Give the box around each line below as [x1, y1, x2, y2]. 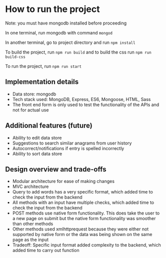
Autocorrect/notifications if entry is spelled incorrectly [12, 145, 124, 151]
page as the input [12, 236, 49, 243]
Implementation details [5, 77, 79, 86]
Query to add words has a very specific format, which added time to [12, 189, 153, 195]
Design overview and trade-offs [5, 165, 106, 173]
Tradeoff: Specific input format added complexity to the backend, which [12, 242, 161, 248]
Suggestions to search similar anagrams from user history [12, 140, 132, 146]
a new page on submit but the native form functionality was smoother [12, 215, 156, 221]
